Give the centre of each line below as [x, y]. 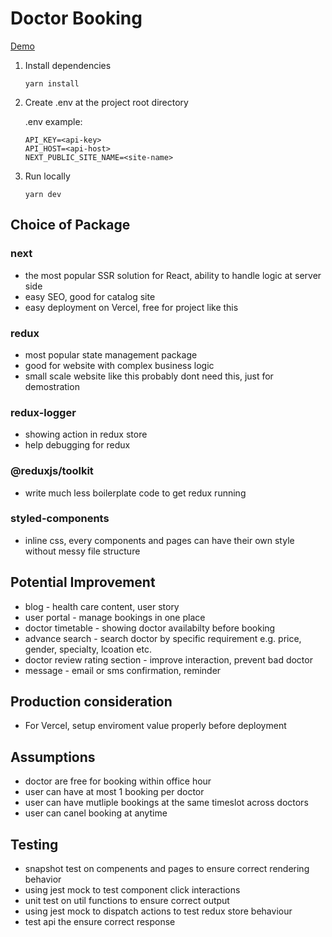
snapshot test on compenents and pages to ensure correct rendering [167, 869]
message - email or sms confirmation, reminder [123, 670]
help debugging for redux [77, 445]
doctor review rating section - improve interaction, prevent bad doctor [168, 659]
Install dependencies [68, 65]
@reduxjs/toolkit [52, 471]
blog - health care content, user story [102, 606]
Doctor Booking [76, 18]
